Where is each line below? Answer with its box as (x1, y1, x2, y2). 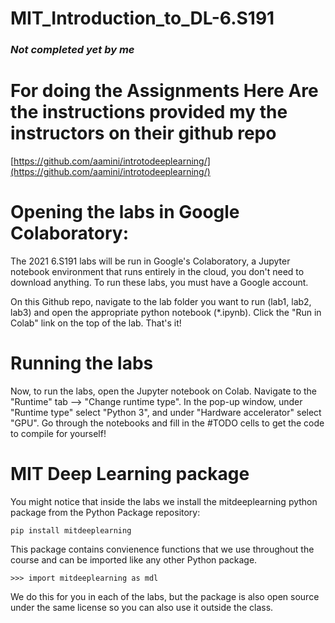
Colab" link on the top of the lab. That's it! (10, 317, 182, 329)
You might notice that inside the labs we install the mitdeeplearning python (10, 495, 318, 507)
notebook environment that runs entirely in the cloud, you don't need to (10, 265, 305, 277)
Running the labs (10, 352, 154, 375)
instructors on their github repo (10, 122, 277, 145)
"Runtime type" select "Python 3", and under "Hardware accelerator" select (10, 406, 322, 418)
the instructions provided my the (10, 101, 288, 124)
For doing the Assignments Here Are (10, 80, 319, 102)
